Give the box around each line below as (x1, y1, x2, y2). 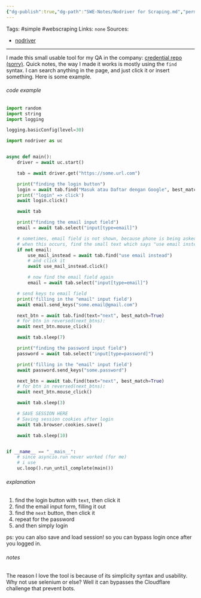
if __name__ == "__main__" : (6, 448, 77, 454)
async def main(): (6, 154, 52, 160)
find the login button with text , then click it (14, 497, 121, 504)
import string (6, 111, 42, 117)
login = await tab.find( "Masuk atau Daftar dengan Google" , (17, 187, 170, 193)
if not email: (17, 246, 52, 253)
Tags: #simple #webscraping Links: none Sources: (6, 25, 129, 32)
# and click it (28, 258, 66, 264)
